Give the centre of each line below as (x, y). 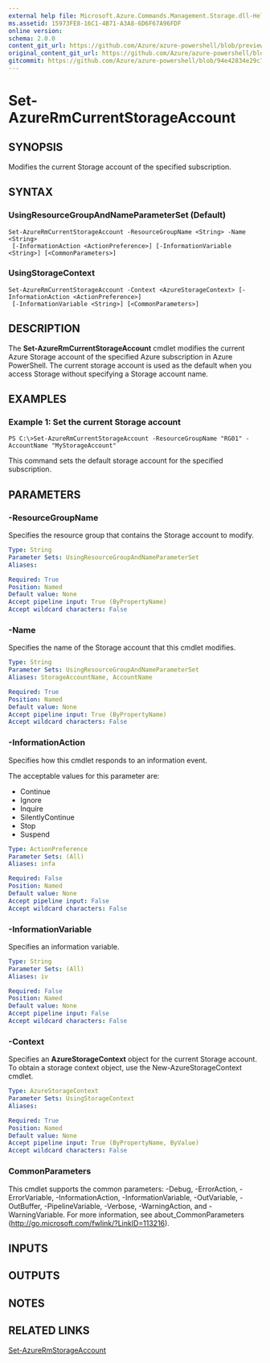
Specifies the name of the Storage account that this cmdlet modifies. (122, 648)
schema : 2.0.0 (32, 38)
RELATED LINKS (49, 1331)
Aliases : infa (32, 864)
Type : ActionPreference (48, 849)
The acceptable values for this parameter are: (84, 775)
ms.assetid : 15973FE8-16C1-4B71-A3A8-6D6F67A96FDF (95, 23)
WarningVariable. (37, 1215)
